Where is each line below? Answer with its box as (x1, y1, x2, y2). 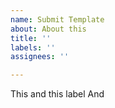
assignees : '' (10, 52, 70, 62)
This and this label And (10, 88, 105, 100)
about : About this (10, 24, 87, 34)
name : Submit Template (10, 14, 105, 25)
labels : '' (10, 42, 56, 53)
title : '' (10, 33, 52, 43)
